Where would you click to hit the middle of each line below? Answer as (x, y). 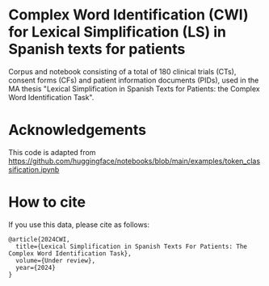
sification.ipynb (34, 169)
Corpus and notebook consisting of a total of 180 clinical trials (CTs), (122, 71)
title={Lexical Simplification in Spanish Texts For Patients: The (132, 246)
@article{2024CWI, (39, 239)
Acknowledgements (78, 130)
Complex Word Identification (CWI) (128, 15)
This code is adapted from (52, 152)
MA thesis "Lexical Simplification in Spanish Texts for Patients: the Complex (134, 88)
